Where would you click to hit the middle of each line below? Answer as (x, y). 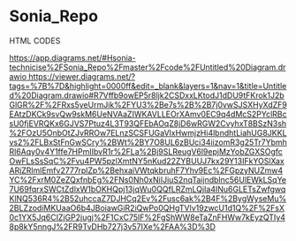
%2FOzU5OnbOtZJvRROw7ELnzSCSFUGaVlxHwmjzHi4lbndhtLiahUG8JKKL (148, 132)
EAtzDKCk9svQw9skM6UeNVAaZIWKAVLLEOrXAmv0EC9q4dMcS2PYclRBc (148, 114)
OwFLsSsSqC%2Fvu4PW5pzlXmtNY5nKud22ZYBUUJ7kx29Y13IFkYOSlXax (147, 161)
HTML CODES (35, 41)
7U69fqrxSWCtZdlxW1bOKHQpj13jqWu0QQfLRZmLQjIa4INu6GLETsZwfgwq (148, 189)
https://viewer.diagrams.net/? (82, 76)
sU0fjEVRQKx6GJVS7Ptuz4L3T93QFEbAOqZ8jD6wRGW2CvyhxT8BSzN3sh (148, 123)
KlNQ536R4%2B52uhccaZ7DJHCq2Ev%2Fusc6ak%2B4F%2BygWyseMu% (148, 198)
